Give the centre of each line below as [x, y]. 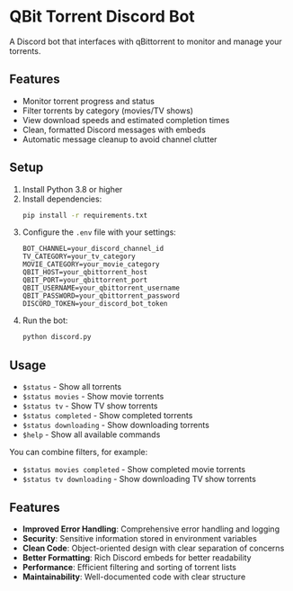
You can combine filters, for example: [79, 452]
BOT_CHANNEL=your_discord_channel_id [93, 249]
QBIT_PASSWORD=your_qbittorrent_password [101, 296]
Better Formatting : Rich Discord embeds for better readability [137, 557]
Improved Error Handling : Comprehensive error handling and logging [151, 529]
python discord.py [57, 337]
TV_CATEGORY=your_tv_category [79, 257]
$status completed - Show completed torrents [107, 416]
